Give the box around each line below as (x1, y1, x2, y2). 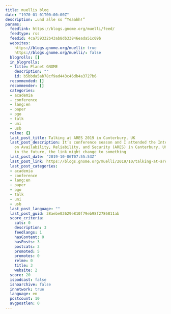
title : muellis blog (5, 7, 49, 13)
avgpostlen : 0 (10, 301, 40, 306)
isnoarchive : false (10, 282, 51, 287)
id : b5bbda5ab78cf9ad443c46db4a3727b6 (14, 74, 97, 79)
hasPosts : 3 (14, 239, 40, 244)
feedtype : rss (10, 31, 40, 36)
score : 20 (10, 272, 31, 277)
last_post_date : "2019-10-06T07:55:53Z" (10, 154, 97, 159)
